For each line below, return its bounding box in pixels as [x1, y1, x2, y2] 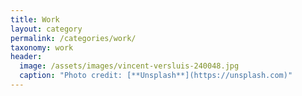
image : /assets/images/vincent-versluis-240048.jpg [19, 61, 240, 71]
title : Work [10, 14, 60, 25]
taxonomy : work [10, 42, 74, 53]
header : [10, 52, 43, 62]
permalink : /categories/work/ [10, 33, 137, 43]
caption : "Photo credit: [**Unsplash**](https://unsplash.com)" [19, 71, 293, 81]
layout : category [10, 24, 83, 34]
